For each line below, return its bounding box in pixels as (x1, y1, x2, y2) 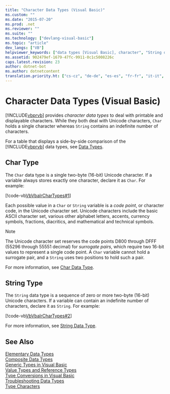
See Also (5, 337, 34, 346)
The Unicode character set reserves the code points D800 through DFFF (5, 238, 157, 244)
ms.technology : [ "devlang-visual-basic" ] (5, 36, 94, 41)
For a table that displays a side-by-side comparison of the (5, 138, 126, 144)
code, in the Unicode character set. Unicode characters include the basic (5, 208, 158, 214)
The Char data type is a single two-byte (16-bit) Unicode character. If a (5, 172, 152, 178)
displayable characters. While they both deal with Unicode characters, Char (5, 117, 162, 123)
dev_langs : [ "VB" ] (5, 45, 44, 50)
